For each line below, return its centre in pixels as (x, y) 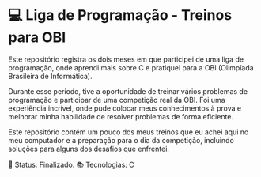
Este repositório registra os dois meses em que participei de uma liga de (126, 59)
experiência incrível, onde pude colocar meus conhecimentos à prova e (125, 108)
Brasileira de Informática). (50, 76)
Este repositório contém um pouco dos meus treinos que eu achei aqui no (129, 132)
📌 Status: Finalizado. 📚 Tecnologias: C (71, 164)
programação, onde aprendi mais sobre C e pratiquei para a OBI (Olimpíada (131, 67)
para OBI (37, 38)
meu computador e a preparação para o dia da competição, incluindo (121, 140)
